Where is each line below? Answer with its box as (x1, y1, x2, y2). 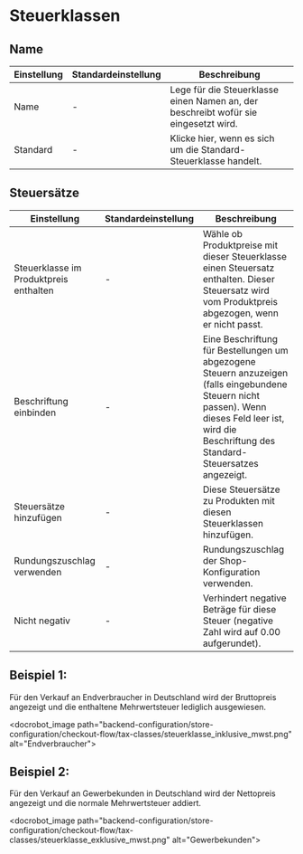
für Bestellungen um (202, 344, 289, 356)
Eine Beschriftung (202, 332, 278, 345)
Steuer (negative (202, 614, 273, 627)
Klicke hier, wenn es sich (170, 132, 275, 145)
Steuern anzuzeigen (202, 366, 289, 379)
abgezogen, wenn (202, 307, 280, 319)
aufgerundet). (202, 637, 262, 650)
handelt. (226, 155, 262, 167)
